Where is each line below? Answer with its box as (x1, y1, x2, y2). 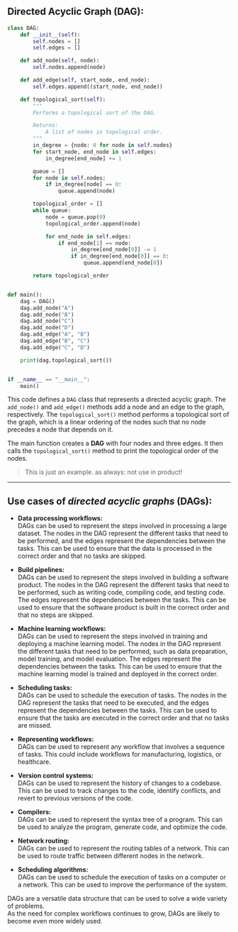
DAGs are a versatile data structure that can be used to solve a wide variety (7, 894, 228, 903)
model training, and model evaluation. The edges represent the (17, 654, 202, 663)
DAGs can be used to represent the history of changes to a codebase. (17, 779, 222, 787)
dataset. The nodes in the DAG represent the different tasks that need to (17, 529, 229, 538)
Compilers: (17, 808, 52, 816)
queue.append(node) (57, 187, 115, 194)
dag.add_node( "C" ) (20, 317, 74, 325)
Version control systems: (17, 772, 94, 780)
